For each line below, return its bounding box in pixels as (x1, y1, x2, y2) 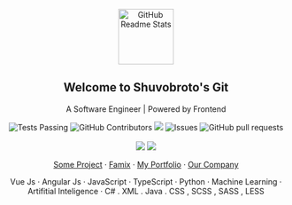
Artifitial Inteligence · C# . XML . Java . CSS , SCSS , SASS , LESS (27, 185, 265, 196)
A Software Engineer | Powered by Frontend (65, 103, 227, 114)
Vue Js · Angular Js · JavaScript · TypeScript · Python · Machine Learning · (10, 176, 282, 186)
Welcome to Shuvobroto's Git (63, 80, 229, 95)
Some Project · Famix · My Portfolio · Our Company (53, 159, 239, 170)
